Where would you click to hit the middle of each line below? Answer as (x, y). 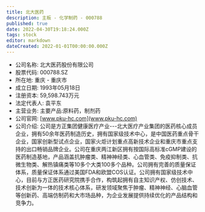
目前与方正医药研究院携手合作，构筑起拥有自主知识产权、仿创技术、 (112, 179)
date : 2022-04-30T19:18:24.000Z (47, 29)
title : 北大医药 (25, 12)
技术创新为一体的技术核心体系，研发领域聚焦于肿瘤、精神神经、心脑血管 (106, 187)
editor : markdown (28, 41)
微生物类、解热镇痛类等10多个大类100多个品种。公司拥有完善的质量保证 (106, 164)
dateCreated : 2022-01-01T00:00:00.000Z (57, 47)
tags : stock (21, 35)
